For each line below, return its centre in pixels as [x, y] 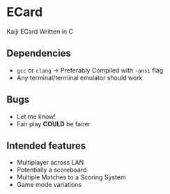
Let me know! [36, 117]
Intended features [46, 145]
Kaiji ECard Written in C [40, 31]
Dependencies [39, 53]
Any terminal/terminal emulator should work [79, 77]
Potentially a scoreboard [52, 170]
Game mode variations [49, 185]
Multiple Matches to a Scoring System [71, 177]
